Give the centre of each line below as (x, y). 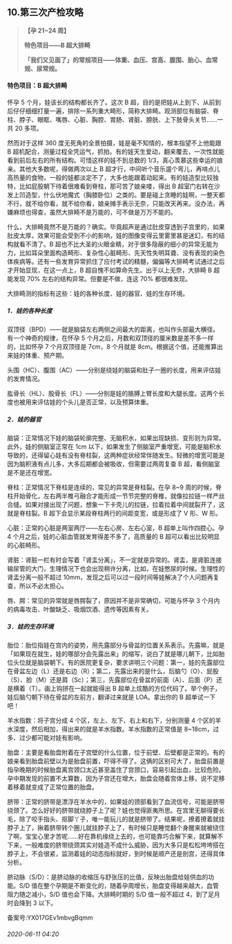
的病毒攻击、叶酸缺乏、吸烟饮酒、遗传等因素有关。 (80, 609)
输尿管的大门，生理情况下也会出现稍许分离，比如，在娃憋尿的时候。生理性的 (116, 568)
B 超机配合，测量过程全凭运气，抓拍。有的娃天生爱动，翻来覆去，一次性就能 (116, 152)
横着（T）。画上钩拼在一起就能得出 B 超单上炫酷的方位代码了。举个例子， (117, 688)
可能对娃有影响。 (61, 737)
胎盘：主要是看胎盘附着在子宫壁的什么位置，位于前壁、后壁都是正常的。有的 (116, 752)
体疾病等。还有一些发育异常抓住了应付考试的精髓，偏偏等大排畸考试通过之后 (116, 262)
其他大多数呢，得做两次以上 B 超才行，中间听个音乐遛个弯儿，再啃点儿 (120, 169)
